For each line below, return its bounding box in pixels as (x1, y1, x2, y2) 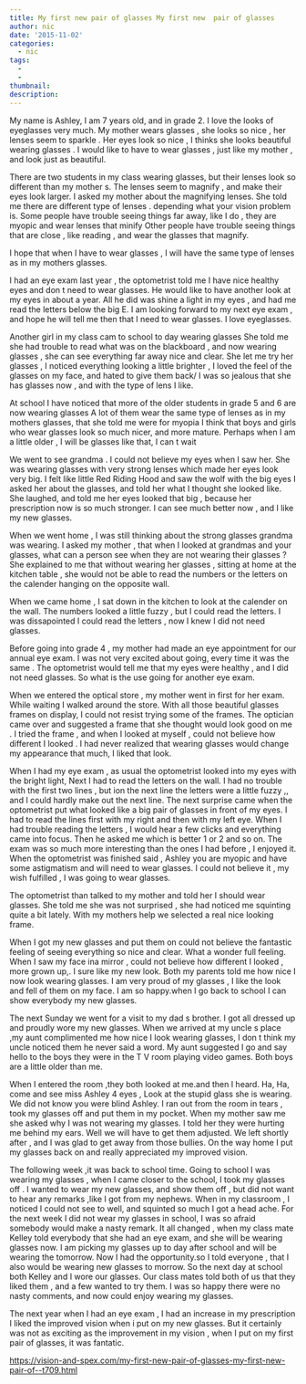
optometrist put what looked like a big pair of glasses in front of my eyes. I (9, 804, 288, 815)
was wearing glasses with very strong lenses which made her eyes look (9, 463, 279, 475)
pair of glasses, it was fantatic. (9, 1337, 125, 1347)
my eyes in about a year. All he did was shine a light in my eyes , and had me (9, 294, 297, 305)
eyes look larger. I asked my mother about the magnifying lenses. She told (9, 191, 288, 202)
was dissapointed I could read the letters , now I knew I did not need (9, 615, 266, 626)
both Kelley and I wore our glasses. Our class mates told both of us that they (9, 1271, 296, 1282)
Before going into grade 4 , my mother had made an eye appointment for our (9, 643, 297, 654)
